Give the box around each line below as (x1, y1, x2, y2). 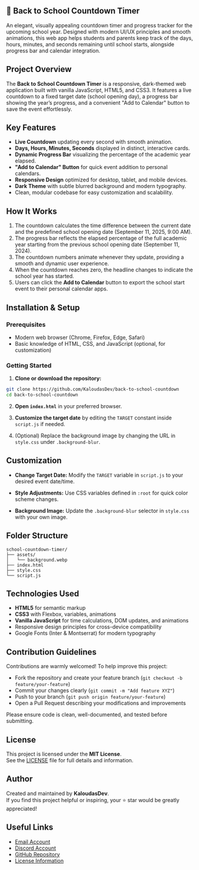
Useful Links (6, 822, 53, 833)
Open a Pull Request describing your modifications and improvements (14, 700, 186, 707)
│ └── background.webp (6, 557, 68, 563)
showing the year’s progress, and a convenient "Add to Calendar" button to (6, 99, 190, 106)
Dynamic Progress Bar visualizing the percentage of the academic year (14, 151, 191, 158)
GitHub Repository (14, 850, 61, 858)
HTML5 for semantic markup (14, 605, 86, 612)
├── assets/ (6, 552, 36, 558)
